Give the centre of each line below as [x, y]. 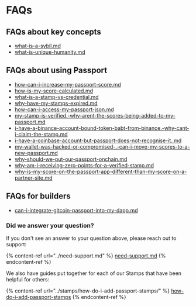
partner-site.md [33, 178]
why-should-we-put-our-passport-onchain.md [71, 159]
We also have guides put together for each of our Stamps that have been [94, 273]
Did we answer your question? [50, 225]
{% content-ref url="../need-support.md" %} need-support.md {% [86, 256]
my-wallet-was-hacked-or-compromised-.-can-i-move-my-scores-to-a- [102, 146]
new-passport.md [36, 153]
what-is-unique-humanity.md [50, 52]
